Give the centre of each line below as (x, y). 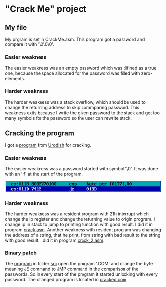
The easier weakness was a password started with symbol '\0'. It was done (82, 168)
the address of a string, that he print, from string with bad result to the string (83, 235)
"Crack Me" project (46, 9)
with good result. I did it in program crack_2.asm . (55, 240)
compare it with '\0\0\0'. (30, 44)
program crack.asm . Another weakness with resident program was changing (83, 229)
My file (16, 27)
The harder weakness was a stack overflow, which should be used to (75, 102)
